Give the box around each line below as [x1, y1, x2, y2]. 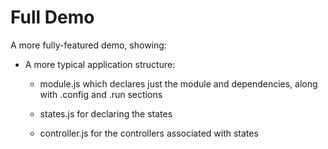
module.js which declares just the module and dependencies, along [39, 77, 318, 90]
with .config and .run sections [39, 88, 163, 100]
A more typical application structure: [24, 58, 176, 70]
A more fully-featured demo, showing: [10, 39, 167, 51]
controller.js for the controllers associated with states [39, 127, 259, 139]
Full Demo [10, 6, 95, 29]
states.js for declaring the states [39, 107, 173, 120]
